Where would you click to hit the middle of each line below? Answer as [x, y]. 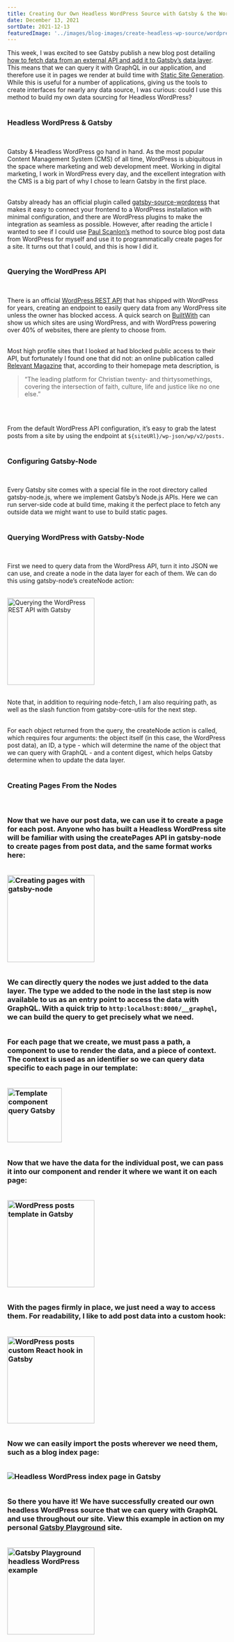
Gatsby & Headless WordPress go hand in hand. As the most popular [106, 151]
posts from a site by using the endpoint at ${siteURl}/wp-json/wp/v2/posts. [116, 435]
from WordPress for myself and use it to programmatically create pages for [115, 239]
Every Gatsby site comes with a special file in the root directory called [107, 490]
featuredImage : [29, 33]
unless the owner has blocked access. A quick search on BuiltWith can [109, 315]
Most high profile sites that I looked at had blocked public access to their [111, 351]
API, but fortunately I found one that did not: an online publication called [110, 358]
